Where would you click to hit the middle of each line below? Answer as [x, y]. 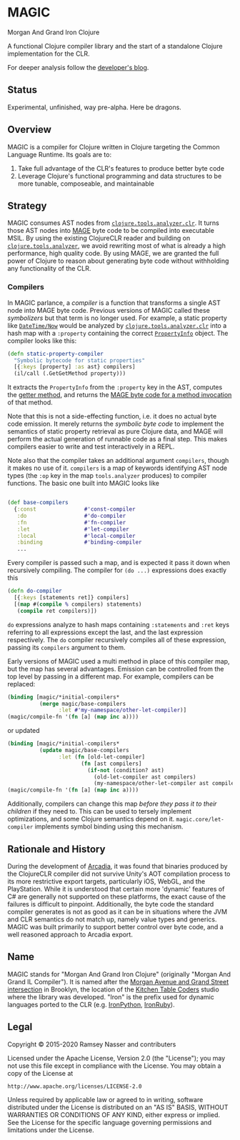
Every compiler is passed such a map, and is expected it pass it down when [119, 563]
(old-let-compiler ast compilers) [145, 777]
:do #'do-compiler [71, 516]
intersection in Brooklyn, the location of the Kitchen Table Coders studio [113, 989]
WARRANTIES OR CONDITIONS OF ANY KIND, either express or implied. [114, 1114]
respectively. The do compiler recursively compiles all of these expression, [117, 639]
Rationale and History [56, 849]
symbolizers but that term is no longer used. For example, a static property [117, 318]
